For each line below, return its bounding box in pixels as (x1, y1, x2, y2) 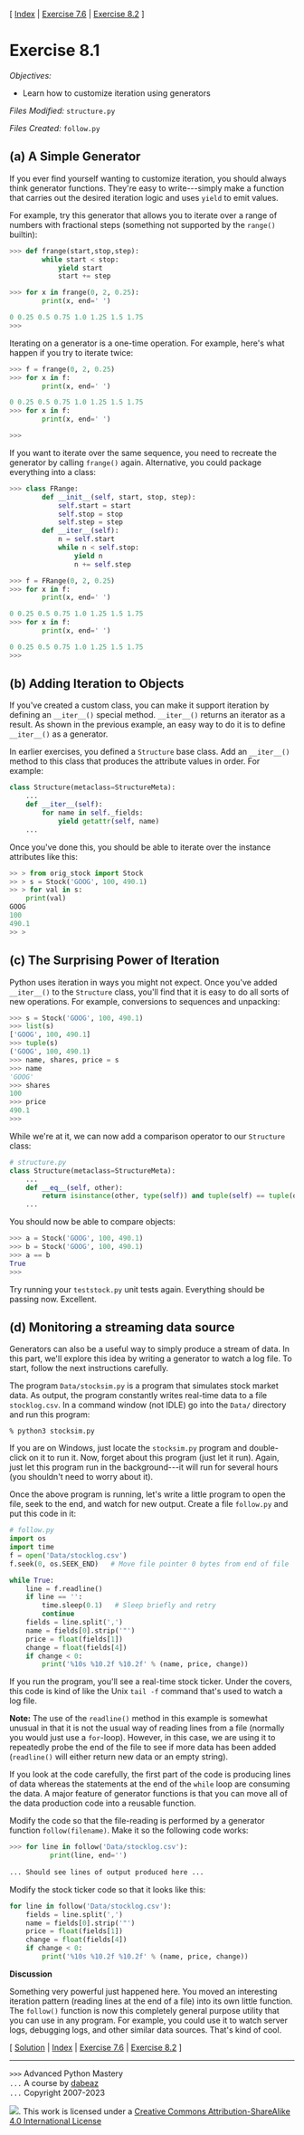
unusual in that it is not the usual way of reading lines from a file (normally (9, 1722, 285, 1733)
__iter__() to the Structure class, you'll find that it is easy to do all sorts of (9, 986, 290, 997)
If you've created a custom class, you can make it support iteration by (9, 700, 270, 710)
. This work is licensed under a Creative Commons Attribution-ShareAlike (18, 2105, 291, 2117)
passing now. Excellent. (9, 1293, 98, 1304)
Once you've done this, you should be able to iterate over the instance (9, 842, 271, 853)
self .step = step (57, 518, 124, 527)
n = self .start (57, 535, 116, 544)
